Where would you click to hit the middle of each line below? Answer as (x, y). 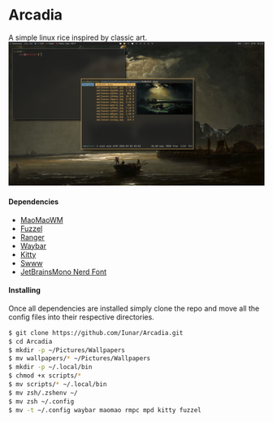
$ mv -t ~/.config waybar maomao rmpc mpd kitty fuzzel (105, 410)
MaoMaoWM (41, 220)
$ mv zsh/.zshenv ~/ (43, 393)
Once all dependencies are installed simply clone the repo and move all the (134, 308)
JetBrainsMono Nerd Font (63, 272)
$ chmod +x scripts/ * (45, 376)
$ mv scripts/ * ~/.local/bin (58, 385)
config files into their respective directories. (81, 317)
